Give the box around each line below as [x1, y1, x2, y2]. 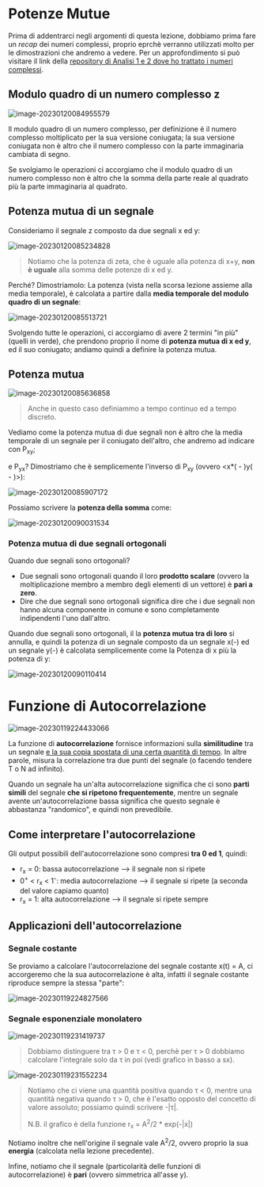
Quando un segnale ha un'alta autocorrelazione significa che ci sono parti [8, 779, 250, 789]
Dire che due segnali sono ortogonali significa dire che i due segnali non [19, 596, 255, 607]
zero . [19, 588, 37, 598]
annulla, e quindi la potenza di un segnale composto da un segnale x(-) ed [8, 638, 250, 647]
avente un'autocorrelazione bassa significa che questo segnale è [8, 796, 221, 806]
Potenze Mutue [8, 5, 111, 23]
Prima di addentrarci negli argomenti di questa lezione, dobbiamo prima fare [8, 31, 256, 40]
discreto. [27, 412, 57, 422]
